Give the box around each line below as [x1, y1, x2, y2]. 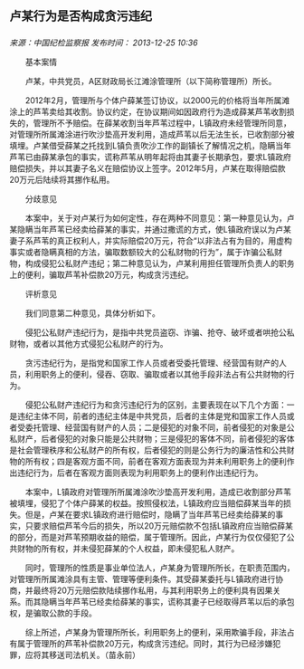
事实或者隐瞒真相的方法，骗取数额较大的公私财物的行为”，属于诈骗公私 [9, 247, 275, 258]
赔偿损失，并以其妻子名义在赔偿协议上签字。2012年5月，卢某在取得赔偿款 [9, 163, 286, 174]
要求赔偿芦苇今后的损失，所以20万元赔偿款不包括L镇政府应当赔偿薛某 [33, 521, 294, 531]
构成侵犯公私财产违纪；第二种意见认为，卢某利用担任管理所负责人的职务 [24, 258, 295, 269]
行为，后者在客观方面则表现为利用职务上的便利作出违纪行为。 [33, 467, 263, 478]
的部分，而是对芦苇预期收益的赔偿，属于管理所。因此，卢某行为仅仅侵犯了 [9, 532, 287, 543]
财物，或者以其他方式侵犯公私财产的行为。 [9, 339, 168, 349]
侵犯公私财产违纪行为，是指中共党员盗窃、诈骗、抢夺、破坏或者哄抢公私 [24, 327, 295, 338]
